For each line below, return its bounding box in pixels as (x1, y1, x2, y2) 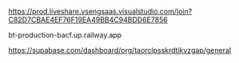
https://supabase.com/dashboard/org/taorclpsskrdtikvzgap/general (8, 46, 232, 54)
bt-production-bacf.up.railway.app (8, 31, 122, 39)
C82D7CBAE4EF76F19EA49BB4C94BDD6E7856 (8, 15, 168, 24)
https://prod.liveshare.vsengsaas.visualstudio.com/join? (8, 7, 193, 16)
